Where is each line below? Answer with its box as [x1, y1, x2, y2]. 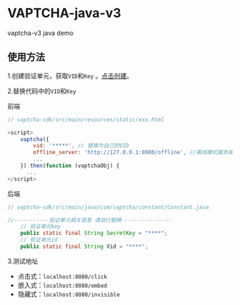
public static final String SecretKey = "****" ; [20, 230, 168, 237]
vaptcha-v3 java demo [7, 29, 74, 37]
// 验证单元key [20, 223, 61, 230]
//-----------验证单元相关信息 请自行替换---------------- [7, 216, 173, 224]
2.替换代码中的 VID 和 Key [7, 86, 76, 95]
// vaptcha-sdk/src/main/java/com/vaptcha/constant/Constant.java [7, 204, 209, 211]
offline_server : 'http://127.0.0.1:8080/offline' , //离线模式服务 [33, 149, 229, 156]
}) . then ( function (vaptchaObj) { [20, 162, 120, 169]
